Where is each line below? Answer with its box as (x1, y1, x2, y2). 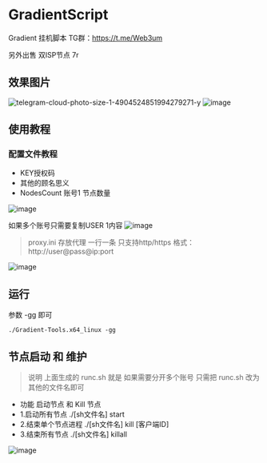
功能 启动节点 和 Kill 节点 (19, 400, 102, 409)
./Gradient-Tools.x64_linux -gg (8, 326, 116, 334)
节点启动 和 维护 (8, 349, 87, 363)
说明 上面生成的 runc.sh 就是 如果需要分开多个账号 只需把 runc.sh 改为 (27, 373, 260, 382)
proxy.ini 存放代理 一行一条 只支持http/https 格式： (27, 237, 194, 247)
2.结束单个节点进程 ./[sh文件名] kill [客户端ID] (19, 420, 169, 429)
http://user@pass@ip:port (27, 246, 114, 257)
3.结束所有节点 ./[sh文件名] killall (19, 429, 128, 439)
